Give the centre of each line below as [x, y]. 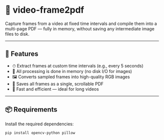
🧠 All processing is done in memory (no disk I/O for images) [72, 71]
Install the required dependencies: [40, 124]
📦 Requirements [31, 110]
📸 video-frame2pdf [45, 10]
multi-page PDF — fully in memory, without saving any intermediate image [80, 28]
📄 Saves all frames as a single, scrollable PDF [58, 84]
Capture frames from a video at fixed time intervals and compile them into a [81, 23]
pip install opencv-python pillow [40, 133]
